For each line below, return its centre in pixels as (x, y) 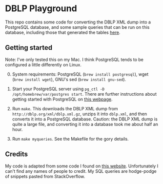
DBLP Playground (41, 9)
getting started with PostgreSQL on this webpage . (62, 99)
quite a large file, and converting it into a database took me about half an (85, 124)
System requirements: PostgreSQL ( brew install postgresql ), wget (80, 74)
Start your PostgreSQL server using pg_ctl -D (58, 89)
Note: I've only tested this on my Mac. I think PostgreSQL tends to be (74, 60)
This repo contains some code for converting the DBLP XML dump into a (78, 22)
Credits (17, 154)
